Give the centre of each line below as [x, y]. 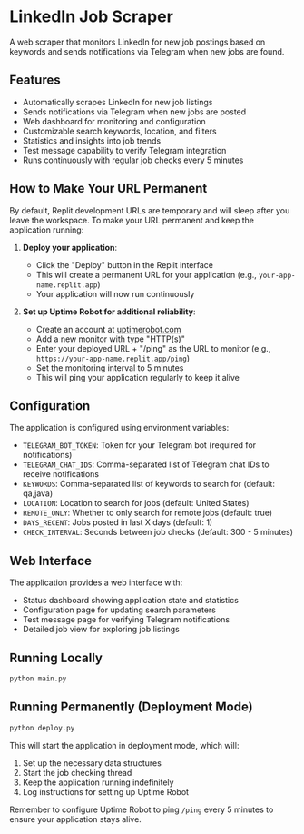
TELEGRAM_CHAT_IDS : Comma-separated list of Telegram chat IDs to [146, 464]
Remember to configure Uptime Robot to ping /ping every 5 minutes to [142, 809]
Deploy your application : [70, 247]
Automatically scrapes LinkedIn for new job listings [118, 102]
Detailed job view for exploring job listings [101, 630]
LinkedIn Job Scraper [92, 17]
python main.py [38, 679]
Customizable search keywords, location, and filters [119, 131]
